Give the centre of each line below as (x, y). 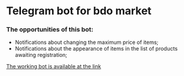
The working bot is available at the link (54, 66)
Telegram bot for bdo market (79, 11)
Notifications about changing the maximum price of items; (87, 42)
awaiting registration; (41, 55)
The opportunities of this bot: (50, 30)
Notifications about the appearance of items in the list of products (96, 49)
